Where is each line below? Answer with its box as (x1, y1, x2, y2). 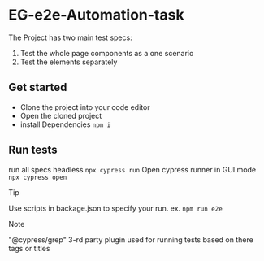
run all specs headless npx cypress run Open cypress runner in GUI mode (8, 164, 257, 174)
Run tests (8, 143, 58, 157)
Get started (8, 80, 67, 94)
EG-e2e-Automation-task (8, 6, 184, 24)
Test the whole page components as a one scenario (19, 48, 194, 58)
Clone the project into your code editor (19, 102, 150, 111)
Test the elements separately (19, 57, 118, 67)
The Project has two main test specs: (8, 33, 132, 42)
